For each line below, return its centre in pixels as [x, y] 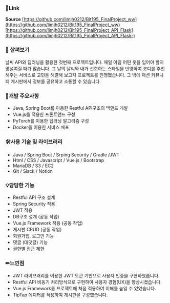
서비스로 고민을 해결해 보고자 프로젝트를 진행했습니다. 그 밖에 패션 [84, 75]
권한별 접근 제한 [28, 249]
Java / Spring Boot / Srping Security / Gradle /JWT [66, 155]
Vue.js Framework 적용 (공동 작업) [48, 223]
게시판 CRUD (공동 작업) [37, 230]
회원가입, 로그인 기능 [33, 236]
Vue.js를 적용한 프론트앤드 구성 [44, 114]
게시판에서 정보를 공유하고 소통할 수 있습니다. [56, 81]
